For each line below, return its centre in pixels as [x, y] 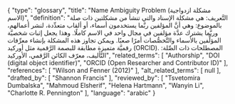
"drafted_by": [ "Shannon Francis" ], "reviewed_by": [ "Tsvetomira [104, 78]
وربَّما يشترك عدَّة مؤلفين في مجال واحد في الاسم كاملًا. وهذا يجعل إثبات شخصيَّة [113, 33]
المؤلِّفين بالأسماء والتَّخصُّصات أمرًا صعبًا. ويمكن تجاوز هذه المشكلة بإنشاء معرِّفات [115, 40]
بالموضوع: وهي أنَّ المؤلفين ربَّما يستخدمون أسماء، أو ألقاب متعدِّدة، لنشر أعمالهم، [115, 25]
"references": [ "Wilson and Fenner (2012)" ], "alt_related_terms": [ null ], [114, 70]
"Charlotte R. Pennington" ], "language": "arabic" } [82, 93]
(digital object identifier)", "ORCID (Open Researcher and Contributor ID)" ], [118, 63]
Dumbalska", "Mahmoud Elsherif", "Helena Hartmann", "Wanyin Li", [106, 85]
